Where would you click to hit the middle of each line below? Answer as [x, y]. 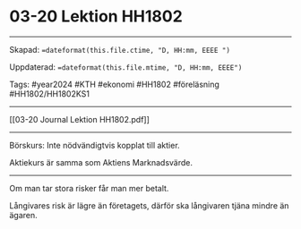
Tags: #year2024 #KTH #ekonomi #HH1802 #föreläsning [114, 84]
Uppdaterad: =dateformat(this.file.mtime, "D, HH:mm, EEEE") [126, 67]
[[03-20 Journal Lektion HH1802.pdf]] [80, 119]
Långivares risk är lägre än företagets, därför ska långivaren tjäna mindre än [149, 205]
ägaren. [23, 215]
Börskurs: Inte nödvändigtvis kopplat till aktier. [95, 145]
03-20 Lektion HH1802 [96, 17]
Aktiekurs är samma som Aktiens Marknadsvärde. [101, 162]
